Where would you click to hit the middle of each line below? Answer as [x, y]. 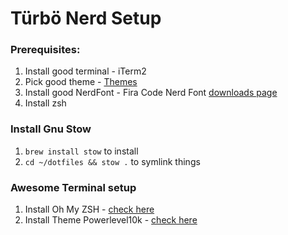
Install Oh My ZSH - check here [89, 209]
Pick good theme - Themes [81, 82]
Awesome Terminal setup [73, 187]
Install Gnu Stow [51, 129]
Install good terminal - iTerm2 [85, 71]
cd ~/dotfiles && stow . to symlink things [112, 161]
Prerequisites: [45, 50]
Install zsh [45, 103]
